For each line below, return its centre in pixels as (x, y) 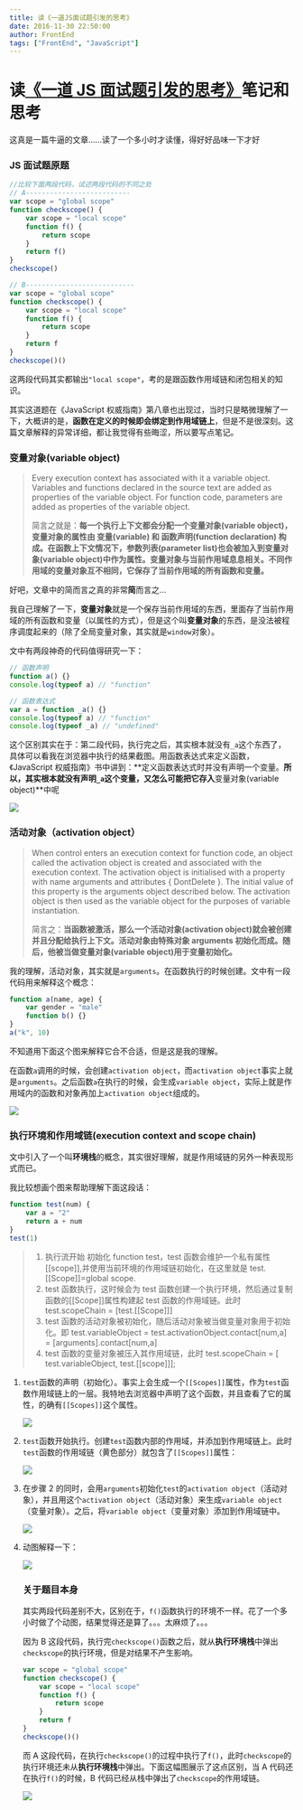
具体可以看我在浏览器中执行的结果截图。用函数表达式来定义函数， (132, 756)
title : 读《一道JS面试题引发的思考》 (71, 18)
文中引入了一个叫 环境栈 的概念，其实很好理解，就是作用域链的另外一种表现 (147, 1157)
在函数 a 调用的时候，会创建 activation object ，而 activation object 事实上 (147, 1070)
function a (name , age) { (56, 999)
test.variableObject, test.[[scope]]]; (110, 1363)
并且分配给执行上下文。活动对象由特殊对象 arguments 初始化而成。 (157, 940)
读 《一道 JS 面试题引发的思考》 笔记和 (149, 90)
